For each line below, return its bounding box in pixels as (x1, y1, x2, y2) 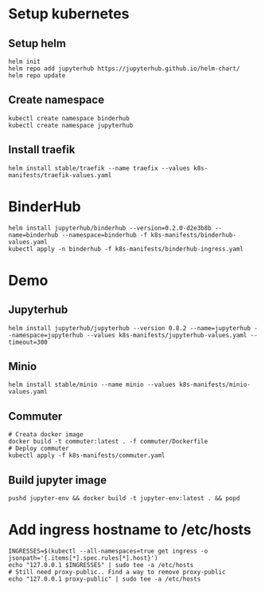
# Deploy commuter (8, 444, 69, 453)
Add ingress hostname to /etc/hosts (8, 521, 252, 539)
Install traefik (8, 143, 76, 156)
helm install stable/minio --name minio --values (8, 380, 177, 389)
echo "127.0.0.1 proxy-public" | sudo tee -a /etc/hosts (8, 575, 201, 583)
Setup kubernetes (8, 5, 130, 23)
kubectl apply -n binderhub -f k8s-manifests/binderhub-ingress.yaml (8, 245, 244, 253)
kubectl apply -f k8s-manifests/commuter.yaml (8, 451, 166, 459)
